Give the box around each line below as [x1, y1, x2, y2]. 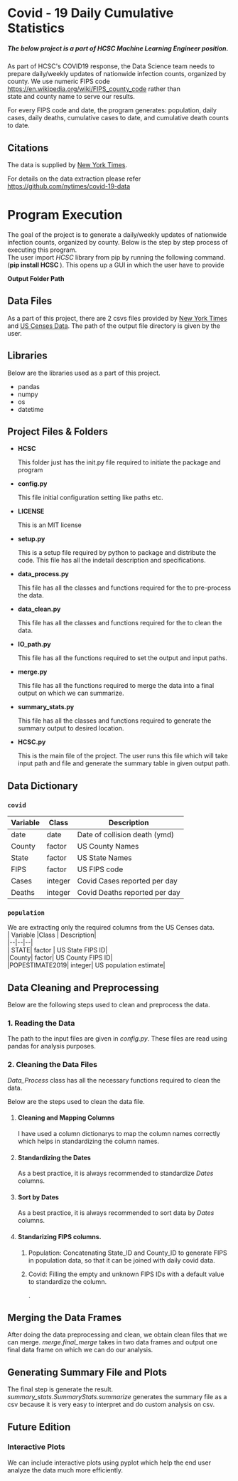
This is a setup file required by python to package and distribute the [17, 548, 217, 557]
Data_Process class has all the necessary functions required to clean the [7, 1076, 221, 1084]
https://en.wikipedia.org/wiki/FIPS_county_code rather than [7, 85, 181, 93]
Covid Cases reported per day [77, 876, 178, 886]
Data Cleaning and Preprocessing [7, 982, 159, 994]
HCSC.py [17, 738, 46, 746]
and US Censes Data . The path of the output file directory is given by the [7, 322, 221, 330]
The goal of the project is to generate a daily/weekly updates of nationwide [7, 230, 227, 239]
